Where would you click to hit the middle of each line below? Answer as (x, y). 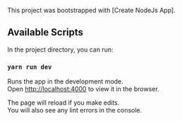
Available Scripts (45, 32)
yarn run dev (30, 67)
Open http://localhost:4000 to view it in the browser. (84, 89)
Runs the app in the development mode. (65, 81)
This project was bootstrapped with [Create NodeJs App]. (91, 10)
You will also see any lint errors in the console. (75, 110)
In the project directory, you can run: (60, 50)
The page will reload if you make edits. (63, 103)
